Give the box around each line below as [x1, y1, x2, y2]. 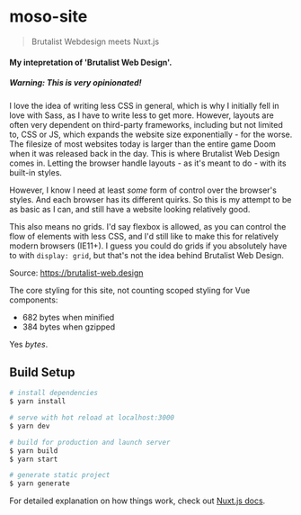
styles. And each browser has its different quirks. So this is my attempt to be [9, 194, 292, 204]
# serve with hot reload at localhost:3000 [9, 413, 175, 422]
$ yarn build [9, 446, 58, 456]
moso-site [9, 6, 88, 27]
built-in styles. [9, 167, 63, 177]
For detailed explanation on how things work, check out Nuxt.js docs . [9, 495, 266, 506]
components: [9, 294, 58, 305]
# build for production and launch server [9, 438, 171, 447]
